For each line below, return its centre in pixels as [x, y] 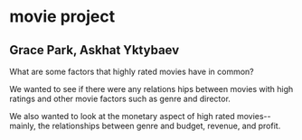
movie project [62, 17]
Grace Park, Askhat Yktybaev [94, 50]
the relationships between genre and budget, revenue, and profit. [159, 126]
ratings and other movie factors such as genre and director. [120, 98]
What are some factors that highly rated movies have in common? [132, 71]
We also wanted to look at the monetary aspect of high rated [122, 116]
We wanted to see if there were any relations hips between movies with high [151, 89]
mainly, [23, 126]
